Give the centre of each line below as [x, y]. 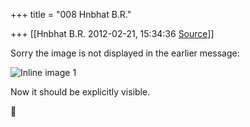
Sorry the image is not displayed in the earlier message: [125, 53]
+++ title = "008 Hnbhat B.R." [71, 14]
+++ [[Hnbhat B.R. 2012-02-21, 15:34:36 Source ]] [112, 33]
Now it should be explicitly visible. [80, 92]
